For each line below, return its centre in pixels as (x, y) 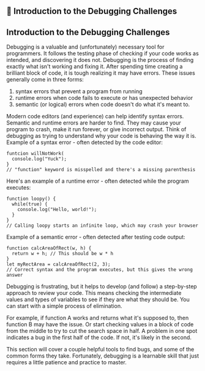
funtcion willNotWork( (35, 154)
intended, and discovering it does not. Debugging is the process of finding (100, 60)
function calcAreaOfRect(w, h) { (49, 248)
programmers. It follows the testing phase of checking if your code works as (102, 53)
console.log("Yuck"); (39, 159)
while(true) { (30, 204)
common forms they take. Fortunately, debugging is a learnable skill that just (102, 356)
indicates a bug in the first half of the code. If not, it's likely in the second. (99, 337)
